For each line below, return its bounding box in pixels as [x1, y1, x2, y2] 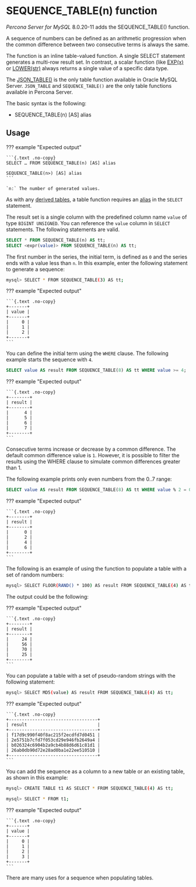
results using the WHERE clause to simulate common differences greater [6, 458, 181, 465]
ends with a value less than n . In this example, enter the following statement [6, 259, 188, 267]
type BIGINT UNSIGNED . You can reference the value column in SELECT [6, 219, 170, 226]
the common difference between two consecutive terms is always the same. [6, 41, 190, 48]
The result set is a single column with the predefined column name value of [6, 213, 187, 220]
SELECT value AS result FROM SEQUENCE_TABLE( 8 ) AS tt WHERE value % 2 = [6, 487, 187, 493]
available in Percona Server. [6, 88, 73, 95]
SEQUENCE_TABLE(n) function [6, 4, 157, 18]
